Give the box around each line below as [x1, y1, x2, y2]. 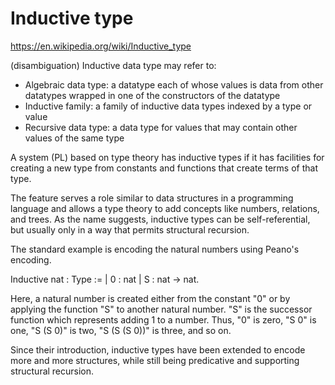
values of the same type [24, 132, 125, 144]
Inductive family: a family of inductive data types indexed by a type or [24, 100, 313, 112]
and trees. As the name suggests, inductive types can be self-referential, [10, 213, 311, 225]
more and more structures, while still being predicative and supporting [10, 354, 300, 366]
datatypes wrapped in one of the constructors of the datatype [24, 89, 281, 101]
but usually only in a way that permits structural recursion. [10, 223, 250, 236]
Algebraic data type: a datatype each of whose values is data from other [24, 78, 324, 91]
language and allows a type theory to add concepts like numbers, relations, [10, 202, 320, 214]
